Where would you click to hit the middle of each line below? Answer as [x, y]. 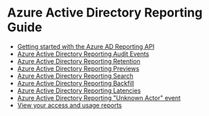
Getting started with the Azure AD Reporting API [85, 46]
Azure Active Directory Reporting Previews [78, 68]
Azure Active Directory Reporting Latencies [79, 90]
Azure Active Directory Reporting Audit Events [83, 54]
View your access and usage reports [70, 105]
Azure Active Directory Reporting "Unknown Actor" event [99, 97]
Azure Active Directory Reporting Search [75, 76]
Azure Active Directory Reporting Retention [79, 61]
